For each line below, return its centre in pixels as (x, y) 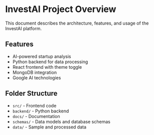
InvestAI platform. (23, 28)
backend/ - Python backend (41, 111)
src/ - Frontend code (34, 105)
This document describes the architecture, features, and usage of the (77, 23)
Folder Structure (31, 94)
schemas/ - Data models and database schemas (61, 121)
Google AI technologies (37, 78)
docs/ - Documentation (36, 116)
